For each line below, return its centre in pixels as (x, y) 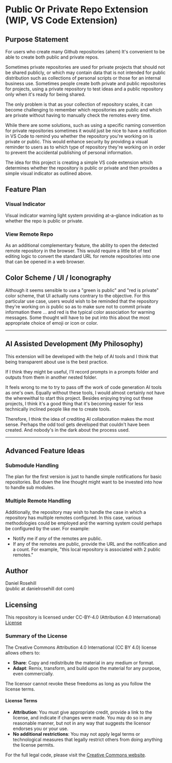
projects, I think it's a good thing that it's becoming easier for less (74, 403)
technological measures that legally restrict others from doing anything (88, 739)
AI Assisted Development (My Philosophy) (74, 344)
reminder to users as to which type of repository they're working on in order (85, 147)
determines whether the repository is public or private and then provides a (84, 168)
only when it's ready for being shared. (45, 94)
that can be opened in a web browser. (45, 262)
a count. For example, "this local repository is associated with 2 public (87, 549)
